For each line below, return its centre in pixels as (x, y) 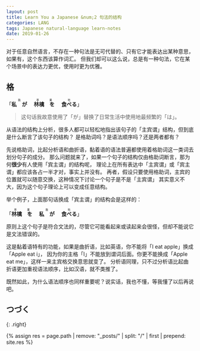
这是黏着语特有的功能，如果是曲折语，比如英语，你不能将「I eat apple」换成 (100, 246)
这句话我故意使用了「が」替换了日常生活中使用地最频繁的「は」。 (100, 117)
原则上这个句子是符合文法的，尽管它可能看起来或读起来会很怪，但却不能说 (97, 226)
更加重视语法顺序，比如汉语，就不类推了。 (68, 269)
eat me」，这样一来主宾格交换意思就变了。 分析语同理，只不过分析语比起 (95, 261)
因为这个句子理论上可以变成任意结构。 (63, 187)
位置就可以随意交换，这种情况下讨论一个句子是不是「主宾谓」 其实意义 (93, 179)
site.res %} (20, 342)
